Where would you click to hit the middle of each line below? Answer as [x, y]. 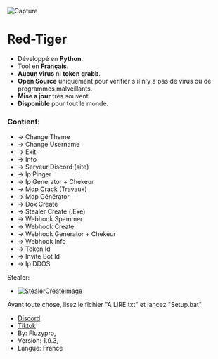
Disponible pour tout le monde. [63, 103]
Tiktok [27, 326]
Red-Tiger [37, 39]
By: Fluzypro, [37, 333]
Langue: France [40, 348]
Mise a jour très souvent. [54, 96]
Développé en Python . [50, 58]
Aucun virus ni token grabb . [59, 73]
